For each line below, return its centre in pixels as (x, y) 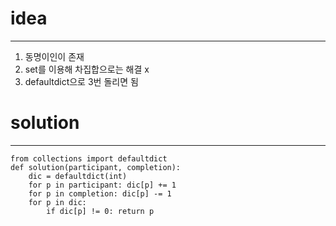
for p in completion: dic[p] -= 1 (100, 193)
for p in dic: (57, 202)
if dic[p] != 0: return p (100, 211)
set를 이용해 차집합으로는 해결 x (87, 69)
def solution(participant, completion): (96, 167)
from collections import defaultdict (89, 158)
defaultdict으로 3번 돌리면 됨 (81, 81)
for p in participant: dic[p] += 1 (102, 185)
